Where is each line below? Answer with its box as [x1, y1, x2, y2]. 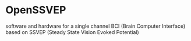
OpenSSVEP [5, 3, 66, 17]
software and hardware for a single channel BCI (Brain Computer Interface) [5, 23, 186, 29]
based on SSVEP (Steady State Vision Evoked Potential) [5, 28, 139, 35]
